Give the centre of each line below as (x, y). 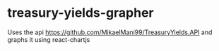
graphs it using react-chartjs (49, 39)
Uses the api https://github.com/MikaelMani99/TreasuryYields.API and (110, 32)
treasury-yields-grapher (81, 13)
